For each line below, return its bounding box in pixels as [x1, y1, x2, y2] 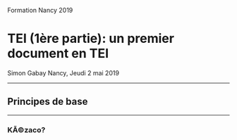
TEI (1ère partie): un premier [7, 31, 175, 46]
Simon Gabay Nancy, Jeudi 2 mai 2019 [7, 68, 120, 77]
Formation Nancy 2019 [7, 6, 73, 14]
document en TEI [7, 46, 109, 62]
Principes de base [7, 96, 88, 108]
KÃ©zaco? [7, 125, 46, 134]
